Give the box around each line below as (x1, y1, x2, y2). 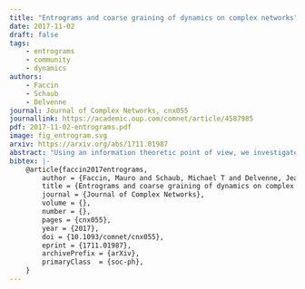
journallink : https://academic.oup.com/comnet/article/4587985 (9, 114, 254, 123)
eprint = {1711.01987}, (42, 241, 132, 250)
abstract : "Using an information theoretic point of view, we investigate (9, 148, 299, 157)
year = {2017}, (42, 224, 100, 233)
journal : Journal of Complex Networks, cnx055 (9, 106, 189, 115)
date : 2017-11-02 (9, 22, 75, 31)
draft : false (9, 30, 59, 39)
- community (25, 55, 71, 64)
